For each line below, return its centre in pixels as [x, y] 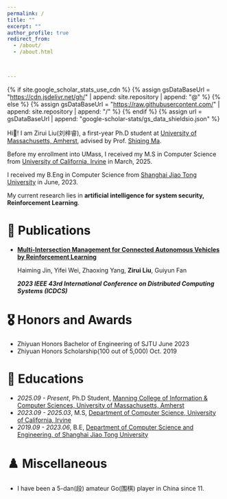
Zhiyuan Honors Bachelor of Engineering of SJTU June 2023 [103, 343]
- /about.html [33, 52]
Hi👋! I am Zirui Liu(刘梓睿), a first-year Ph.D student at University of [102, 133]
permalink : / [26, 13]
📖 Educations [46, 379]
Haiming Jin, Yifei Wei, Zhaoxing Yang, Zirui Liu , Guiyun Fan [102, 270]
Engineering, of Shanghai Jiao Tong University [83, 434]
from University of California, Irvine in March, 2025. [80, 161]
